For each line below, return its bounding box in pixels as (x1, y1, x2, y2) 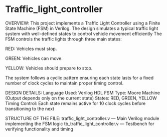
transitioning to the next (5, 105, 54, 111)
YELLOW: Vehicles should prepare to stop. (5, 65, 93, 71)
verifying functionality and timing (5, 126, 74, 132)
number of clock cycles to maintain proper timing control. (5, 80, 124, 86)
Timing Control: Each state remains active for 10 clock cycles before (5, 100, 146, 106)
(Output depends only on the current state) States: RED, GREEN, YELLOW (5, 95, 157, 101)
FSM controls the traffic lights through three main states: (5, 36, 122, 42)
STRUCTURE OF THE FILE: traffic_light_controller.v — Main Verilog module (5, 115, 159, 121)
